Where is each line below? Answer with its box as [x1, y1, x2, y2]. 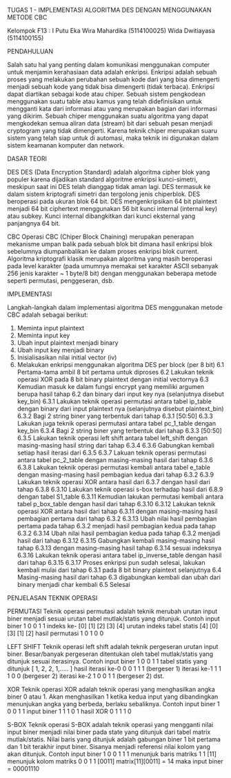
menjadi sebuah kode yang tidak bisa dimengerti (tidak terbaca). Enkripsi [7, 83, 215, 90]
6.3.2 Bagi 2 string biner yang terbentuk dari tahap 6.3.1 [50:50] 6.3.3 [17, 412, 214, 420]
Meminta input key [17, 331, 70, 339]
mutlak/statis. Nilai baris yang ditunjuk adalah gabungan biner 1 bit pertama [7, 735, 221, 744]
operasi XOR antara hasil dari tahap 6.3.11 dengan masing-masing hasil [17, 507, 219, 515]
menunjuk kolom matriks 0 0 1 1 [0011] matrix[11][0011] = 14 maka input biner [7, 757, 223, 765]
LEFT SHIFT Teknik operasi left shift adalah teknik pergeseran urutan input [7, 643, 219, 650]
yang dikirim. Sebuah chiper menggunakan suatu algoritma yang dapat [7, 112, 209, 120]
